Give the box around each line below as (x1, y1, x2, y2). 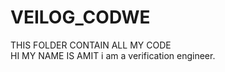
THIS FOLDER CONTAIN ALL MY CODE (10, 39, 172, 51)
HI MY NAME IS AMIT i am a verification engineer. (10, 49, 216, 61)
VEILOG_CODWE (10, 6, 151, 29)
